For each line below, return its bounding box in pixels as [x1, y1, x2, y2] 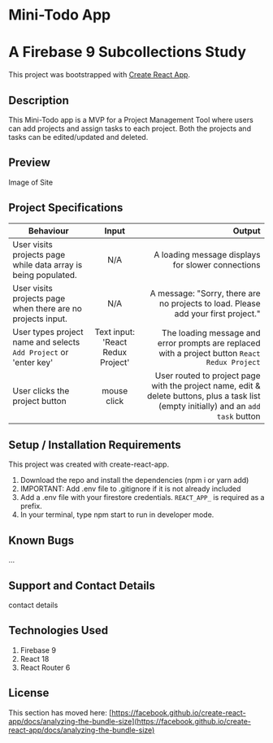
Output [232, 225, 261, 237]
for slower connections [172, 259, 261, 270]
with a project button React [158, 347, 261, 358]
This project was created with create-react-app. [8, 459, 169, 469]
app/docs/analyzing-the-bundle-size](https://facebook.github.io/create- [8, 716, 252, 726]
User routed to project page [154, 370, 261, 381]
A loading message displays [154, 249, 261, 260]
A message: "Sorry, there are [149, 287, 261, 298]
